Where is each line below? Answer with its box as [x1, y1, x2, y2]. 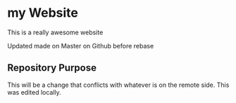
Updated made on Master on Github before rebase [7, 41, 154, 50]
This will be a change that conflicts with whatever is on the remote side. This [7, 81, 230, 89]
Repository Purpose [7, 62, 97, 74]
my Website [7, 5, 79, 21]
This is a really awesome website [7, 28, 104, 36]
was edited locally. [7, 88, 61, 96]
